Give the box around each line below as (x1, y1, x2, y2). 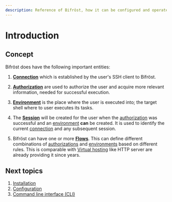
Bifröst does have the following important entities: (5, 64, 111, 70)
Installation (12, 180, 36, 187)
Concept (5, 50, 34, 59)
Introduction (5, 29, 59, 41)
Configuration (12, 186, 42, 192)
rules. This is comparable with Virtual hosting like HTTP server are (12, 146, 153, 152)
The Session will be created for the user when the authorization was (12, 114, 158, 121)
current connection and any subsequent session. (12, 125, 116, 132)
